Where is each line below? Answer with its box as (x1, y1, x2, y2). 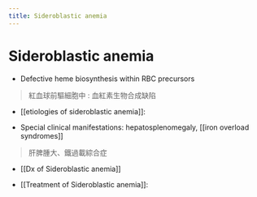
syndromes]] (20, 131, 63, 140)
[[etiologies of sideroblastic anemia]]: (20, 106, 146, 116)
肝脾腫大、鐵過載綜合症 (28, 148, 107, 157)
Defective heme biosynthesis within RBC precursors (20, 74, 195, 84)
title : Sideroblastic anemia (8, 11, 107, 20)
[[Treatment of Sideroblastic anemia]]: (20, 179, 149, 189)
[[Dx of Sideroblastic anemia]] (20, 164, 121, 173)
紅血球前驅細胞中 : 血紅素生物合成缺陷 (28, 90, 156, 100)
